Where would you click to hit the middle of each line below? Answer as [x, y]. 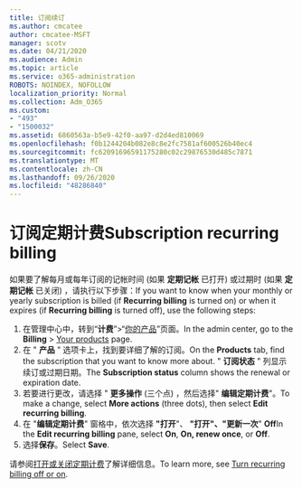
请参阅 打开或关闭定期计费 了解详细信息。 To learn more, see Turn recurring [147, 464]
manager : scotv [38, 43]
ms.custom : [30, 110]
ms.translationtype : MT [54, 160]
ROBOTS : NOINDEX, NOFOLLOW [60, 85]
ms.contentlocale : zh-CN [56, 169]
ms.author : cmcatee [46, 26]
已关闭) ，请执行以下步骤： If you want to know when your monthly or [164, 291]
